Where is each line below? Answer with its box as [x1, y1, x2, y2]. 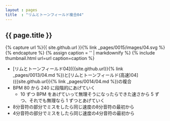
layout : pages [5, 7, 38, 13]
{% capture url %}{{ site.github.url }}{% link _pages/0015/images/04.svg [5, 44, 158, 51]
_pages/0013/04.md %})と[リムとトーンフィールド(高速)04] [12, 72, 138, 78]
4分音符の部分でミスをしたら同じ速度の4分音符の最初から [12, 110, 135, 116]
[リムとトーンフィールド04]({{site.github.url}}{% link [12, 66, 124, 72]
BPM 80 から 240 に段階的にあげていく [12, 85, 95, 91]
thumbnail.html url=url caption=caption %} [5, 55, 95, 62]
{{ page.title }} [5, 31, 52, 40]
